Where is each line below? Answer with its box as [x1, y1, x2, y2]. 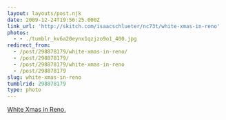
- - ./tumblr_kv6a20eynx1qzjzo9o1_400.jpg [13, 36, 137, 43]
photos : [7, 29, 30, 36]
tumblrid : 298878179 [7, 80, 67, 87]
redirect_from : [7, 42, 51, 49]
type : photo [7, 86, 41, 93]
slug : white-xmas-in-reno [7, 73, 81, 81]
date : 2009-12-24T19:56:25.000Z [7, 16, 100, 23]
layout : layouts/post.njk [7, 10, 81, 17]
